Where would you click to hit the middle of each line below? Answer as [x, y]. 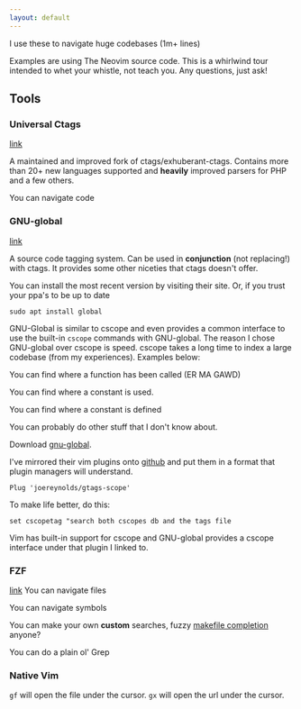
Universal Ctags [45, 124]
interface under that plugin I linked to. [79, 547]
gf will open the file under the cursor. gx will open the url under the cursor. [147, 695]
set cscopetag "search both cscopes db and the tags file [120, 521]
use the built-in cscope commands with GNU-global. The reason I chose [142, 338]
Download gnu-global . [50, 444]
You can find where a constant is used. [82, 392]
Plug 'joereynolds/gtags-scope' [70, 487]
